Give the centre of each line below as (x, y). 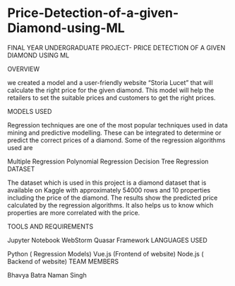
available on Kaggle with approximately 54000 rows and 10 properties (109, 190)
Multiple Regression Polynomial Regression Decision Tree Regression (108, 161)
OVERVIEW (24, 69)
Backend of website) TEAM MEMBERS (63, 261)
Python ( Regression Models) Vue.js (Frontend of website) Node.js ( (106, 253)
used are (20, 147)
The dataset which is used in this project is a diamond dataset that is (107, 183)
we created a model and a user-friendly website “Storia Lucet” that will (110, 82)
